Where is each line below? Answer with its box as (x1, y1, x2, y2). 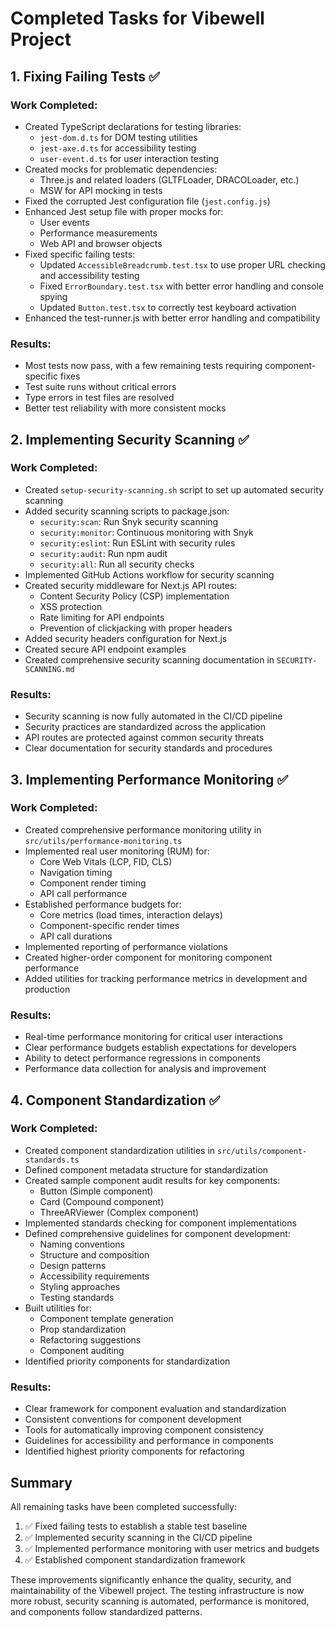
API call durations (39, 930, 113, 942)
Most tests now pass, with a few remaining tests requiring (24, 360, 263, 372)
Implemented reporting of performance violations (24, 940, 228, 952)
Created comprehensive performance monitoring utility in (24, 823, 262, 836)
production (24, 983, 71, 995)
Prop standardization (39, 1323, 127, 1335)
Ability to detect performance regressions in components (24, 1052, 261, 1064)
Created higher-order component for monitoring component (24, 951, 273, 963)
